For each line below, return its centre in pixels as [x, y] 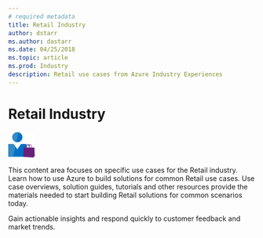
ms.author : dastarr [40, 41]
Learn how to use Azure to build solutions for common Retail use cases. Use [131, 178]
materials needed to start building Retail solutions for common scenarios [125, 195]
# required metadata [42, 16]
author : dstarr [33, 33]
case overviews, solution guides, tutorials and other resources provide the [128, 186]
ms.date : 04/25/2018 [42, 50]
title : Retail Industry [47, 25]
